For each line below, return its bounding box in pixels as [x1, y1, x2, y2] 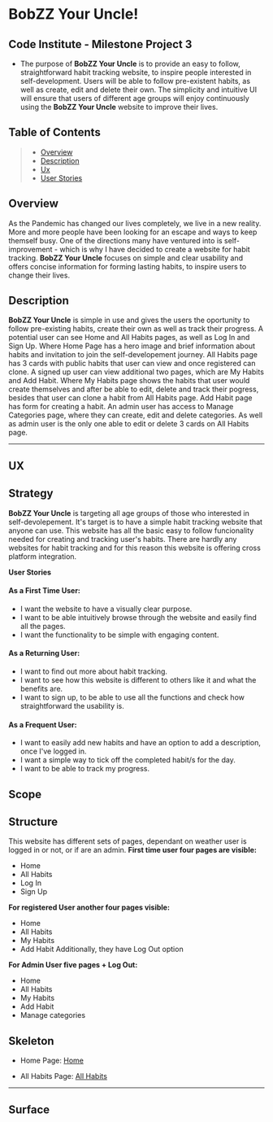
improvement [8, 244, 53, 254]
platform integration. [8, 551, 77, 561]
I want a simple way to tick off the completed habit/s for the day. [19, 755, 236, 765]
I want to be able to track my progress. [19, 764, 150, 774]
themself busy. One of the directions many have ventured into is [8, 235, 223, 245]
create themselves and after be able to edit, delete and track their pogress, [8, 384, 259, 395]
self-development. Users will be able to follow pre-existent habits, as [19, 76, 250, 85]
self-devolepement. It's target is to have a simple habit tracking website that [8, 517, 262, 526]
